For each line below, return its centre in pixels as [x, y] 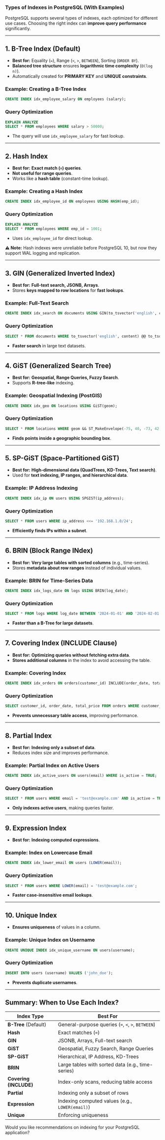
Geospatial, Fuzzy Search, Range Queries [106, 1049]
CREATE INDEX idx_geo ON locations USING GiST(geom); [61, 406]
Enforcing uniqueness [83, 1115]
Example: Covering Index [36, 673]
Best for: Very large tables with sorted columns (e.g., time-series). [81, 562]
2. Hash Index [27, 156]
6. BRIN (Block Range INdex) [49, 551]
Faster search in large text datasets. [49, 345]
